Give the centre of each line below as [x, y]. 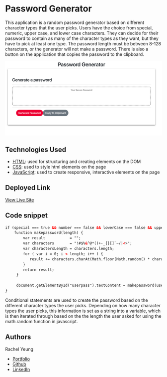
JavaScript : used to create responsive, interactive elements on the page [86, 172]
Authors [18, 337]
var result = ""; [52, 238]
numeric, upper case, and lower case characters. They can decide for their [82, 33]
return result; [39, 270]
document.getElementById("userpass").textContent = [71, 285]
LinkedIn [21, 369]
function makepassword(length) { [49, 233]
